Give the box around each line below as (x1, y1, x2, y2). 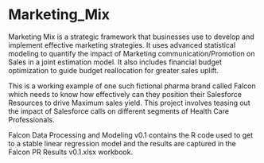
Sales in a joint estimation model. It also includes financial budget (8, 57, 223, 67)
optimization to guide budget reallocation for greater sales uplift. (8, 65, 219, 75)
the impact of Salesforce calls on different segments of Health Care (8, 106, 229, 116)
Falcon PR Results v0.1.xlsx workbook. (8, 147, 134, 157)
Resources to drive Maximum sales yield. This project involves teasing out (8, 98, 250, 107)
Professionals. (8, 114, 55, 124)
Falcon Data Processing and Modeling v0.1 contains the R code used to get (8, 130, 254, 140)
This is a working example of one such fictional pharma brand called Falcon (8, 81, 256, 91)
